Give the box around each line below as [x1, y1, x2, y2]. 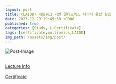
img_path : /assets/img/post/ [5, 35, 66, 40]
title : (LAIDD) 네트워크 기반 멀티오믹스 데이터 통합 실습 [5, 12, 112, 17]
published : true [5, 21, 39, 26]
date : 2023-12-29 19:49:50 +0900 [5, 16, 75, 21]
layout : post [5, 7, 32, 12]
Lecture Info [5, 63, 30, 69]
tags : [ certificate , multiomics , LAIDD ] [5, 30, 86, 35]
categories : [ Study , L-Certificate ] [5, 26, 81, 31]
